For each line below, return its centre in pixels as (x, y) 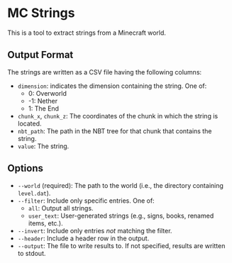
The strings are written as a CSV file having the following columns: (105, 72)
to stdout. (32, 253)
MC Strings (41, 13)
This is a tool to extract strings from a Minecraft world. (87, 33)
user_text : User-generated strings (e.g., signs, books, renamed (121, 216)
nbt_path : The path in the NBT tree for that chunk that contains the (115, 131)
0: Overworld (48, 93)
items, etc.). (45, 223)
